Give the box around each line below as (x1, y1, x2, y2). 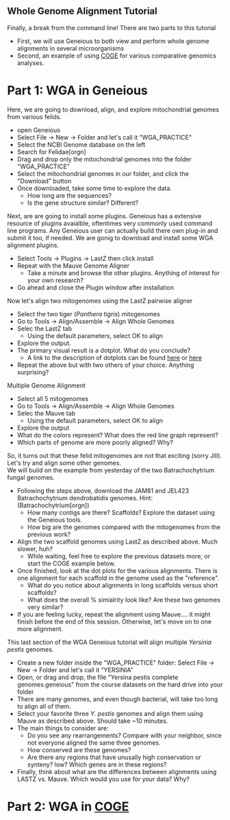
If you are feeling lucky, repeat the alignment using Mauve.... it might (16, 610, 211, 618)
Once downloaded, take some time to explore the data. (16, 184, 172, 192)
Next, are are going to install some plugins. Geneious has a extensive (7, 212, 202, 220)
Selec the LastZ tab (16, 324, 72, 333)
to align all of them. (16, 702, 72, 710)
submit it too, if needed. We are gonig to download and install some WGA (7, 233, 214, 242)
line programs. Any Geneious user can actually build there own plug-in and (7, 226, 218, 235)
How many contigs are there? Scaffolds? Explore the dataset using (27, 508, 216, 516)
